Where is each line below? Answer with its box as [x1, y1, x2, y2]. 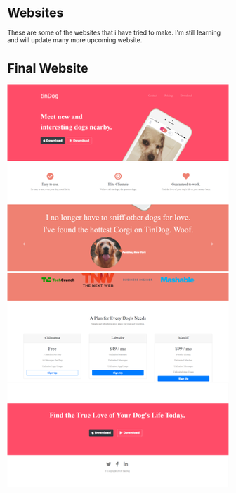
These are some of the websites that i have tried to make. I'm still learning [7, 28, 221, 37]
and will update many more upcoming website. [7, 35, 143, 44]
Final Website [7, 61, 88, 77]
